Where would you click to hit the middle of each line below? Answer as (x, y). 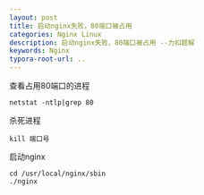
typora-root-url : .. (48, 59)
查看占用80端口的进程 (50, 85)
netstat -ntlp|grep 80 (51, 103)
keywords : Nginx (39, 51)
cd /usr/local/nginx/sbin (57, 174)
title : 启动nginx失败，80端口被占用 (71, 26)
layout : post (34, 17)
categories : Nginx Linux (55, 34)
